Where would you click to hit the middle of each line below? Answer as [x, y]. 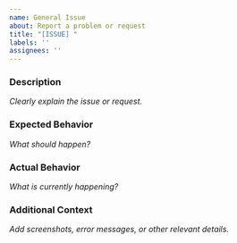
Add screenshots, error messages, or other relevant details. [119, 230]
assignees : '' [36, 51]
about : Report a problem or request [77, 26]
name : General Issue [48, 17]
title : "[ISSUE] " [43, 34]
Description [35, 82]
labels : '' [30, 42]
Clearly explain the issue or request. [76, 101]
